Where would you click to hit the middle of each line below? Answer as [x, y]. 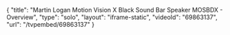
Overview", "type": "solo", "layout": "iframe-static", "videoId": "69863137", [112, 17]
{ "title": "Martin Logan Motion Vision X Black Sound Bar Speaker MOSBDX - [115, 10]
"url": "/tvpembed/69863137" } [50, 24]
